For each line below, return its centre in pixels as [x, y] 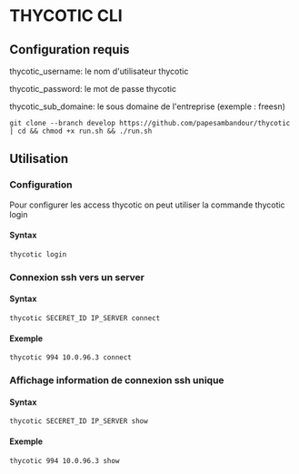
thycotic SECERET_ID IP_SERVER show [79, 421]
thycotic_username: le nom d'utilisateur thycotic [99, 71]
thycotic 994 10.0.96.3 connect [70, 358]
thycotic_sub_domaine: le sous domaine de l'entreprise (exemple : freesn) [148, 106]
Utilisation [39, 159]
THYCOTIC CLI [66, 16]
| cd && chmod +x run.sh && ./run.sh [81, 131]
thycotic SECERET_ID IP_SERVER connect [85, 318]
